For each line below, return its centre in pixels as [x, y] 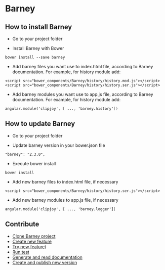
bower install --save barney [35, 57]
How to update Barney [40, 124]
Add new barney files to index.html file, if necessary [65, 181]
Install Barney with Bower [38, 48]
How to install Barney [39, 27]
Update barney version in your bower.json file [59, 145]
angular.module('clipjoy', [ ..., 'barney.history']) [62, 109]
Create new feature [32, 241]
